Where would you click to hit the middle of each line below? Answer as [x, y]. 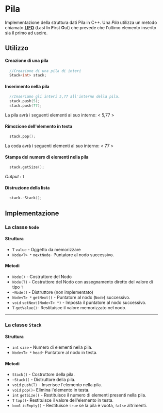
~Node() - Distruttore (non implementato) [53, 292]
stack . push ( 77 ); [26, 106]
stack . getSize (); [27, 167]
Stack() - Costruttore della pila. [43, 375]
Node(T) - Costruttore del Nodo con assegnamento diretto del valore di [82, 282]
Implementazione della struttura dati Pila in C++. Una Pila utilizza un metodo [81, 22]
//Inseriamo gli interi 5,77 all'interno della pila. [65, 97]
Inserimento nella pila [27, 86]
